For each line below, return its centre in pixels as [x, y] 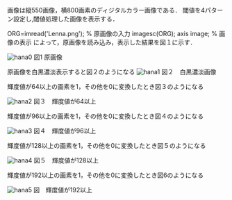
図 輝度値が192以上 [63, 190]
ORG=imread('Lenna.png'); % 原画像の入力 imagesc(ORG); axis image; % [112, 34]
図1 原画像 [48, 57]
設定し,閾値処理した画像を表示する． [66, 19]
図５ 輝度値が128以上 [66, 160]
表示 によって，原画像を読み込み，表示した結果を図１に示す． [108, 42]
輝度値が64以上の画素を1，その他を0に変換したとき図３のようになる [106, 86]
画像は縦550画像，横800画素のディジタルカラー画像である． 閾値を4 [106, 10]
